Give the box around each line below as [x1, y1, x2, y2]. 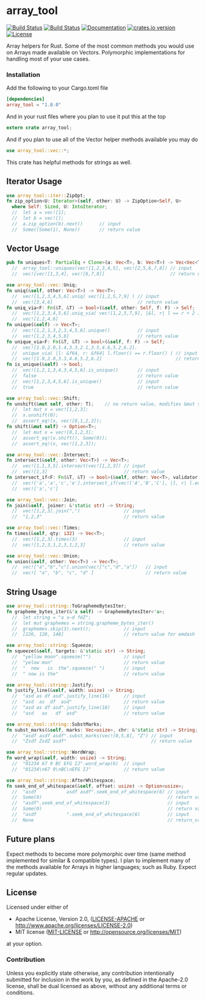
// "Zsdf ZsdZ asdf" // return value [12, 738, 192, 744]
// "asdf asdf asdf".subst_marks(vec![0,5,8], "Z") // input [12, 732, 173, 739]
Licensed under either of [6, 903, 68, 911]
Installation [6, 70, 41, 79]
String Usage [6, 587, 57, 597]
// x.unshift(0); [12, 412, 59, 418]
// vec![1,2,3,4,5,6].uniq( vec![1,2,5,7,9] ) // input [12, 293, 160, 299]
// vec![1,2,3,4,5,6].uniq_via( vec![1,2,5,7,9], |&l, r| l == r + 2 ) [12, 310, 201, 316]
